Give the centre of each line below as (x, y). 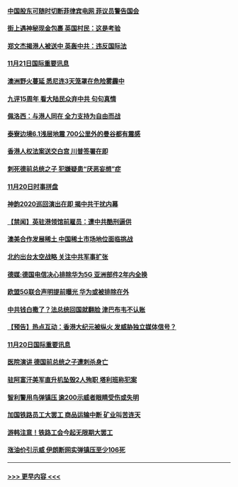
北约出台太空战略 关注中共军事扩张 (58, 256)
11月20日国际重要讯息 (39, 344)
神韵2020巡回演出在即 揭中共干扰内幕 (63, 204)
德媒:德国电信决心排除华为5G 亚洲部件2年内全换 (78, 274)
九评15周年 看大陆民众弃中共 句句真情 (62, 99)
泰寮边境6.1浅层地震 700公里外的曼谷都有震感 (74, 133)
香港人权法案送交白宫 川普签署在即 (58, 151)
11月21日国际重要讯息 (38, 63)
